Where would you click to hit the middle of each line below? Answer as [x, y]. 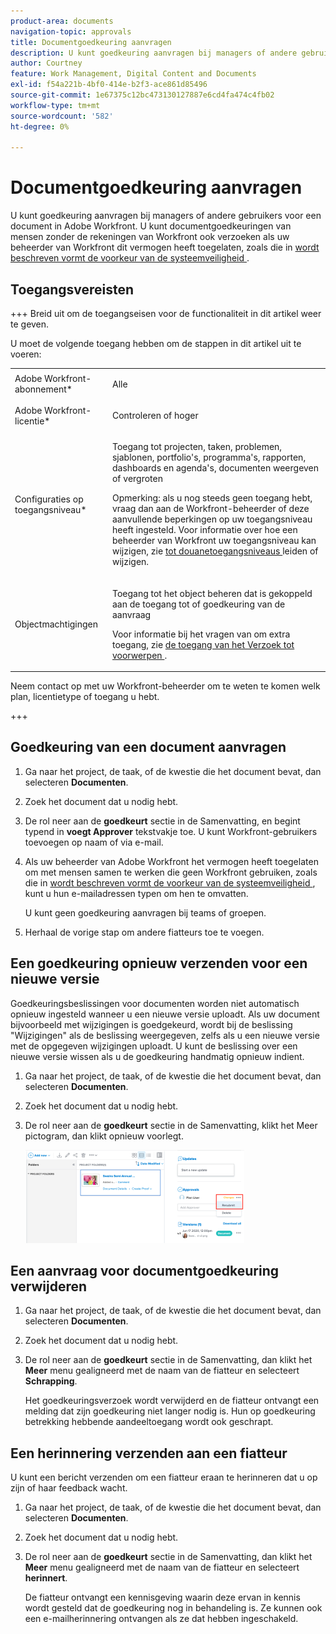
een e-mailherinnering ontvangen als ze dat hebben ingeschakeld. [161, 1619]
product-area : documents [62, 21]
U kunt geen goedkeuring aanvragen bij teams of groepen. [145, 912]
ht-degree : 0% [40, 126]
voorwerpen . [139, 655]
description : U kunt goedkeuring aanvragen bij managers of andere [154, 53]
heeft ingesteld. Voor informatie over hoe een [204, 530]
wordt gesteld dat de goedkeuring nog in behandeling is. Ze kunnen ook [173, 1608]
